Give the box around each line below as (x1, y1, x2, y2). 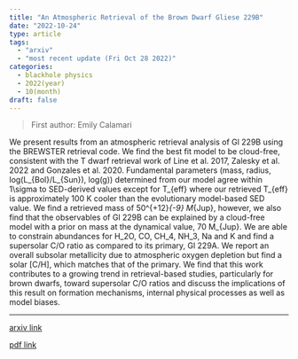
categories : (9, 63, 53, 72)
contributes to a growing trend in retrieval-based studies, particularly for (9, 269, 274, 279)
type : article (9, 29, 62, 38)
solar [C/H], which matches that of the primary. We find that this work (9, 259, 263, 270)
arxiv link (9, 323, 43, 333)
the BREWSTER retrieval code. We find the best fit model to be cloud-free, (9, 146, 281, 157)
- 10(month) (17, 87, 62, 96)
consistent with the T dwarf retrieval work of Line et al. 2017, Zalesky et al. (9, 156, 280, 167)
